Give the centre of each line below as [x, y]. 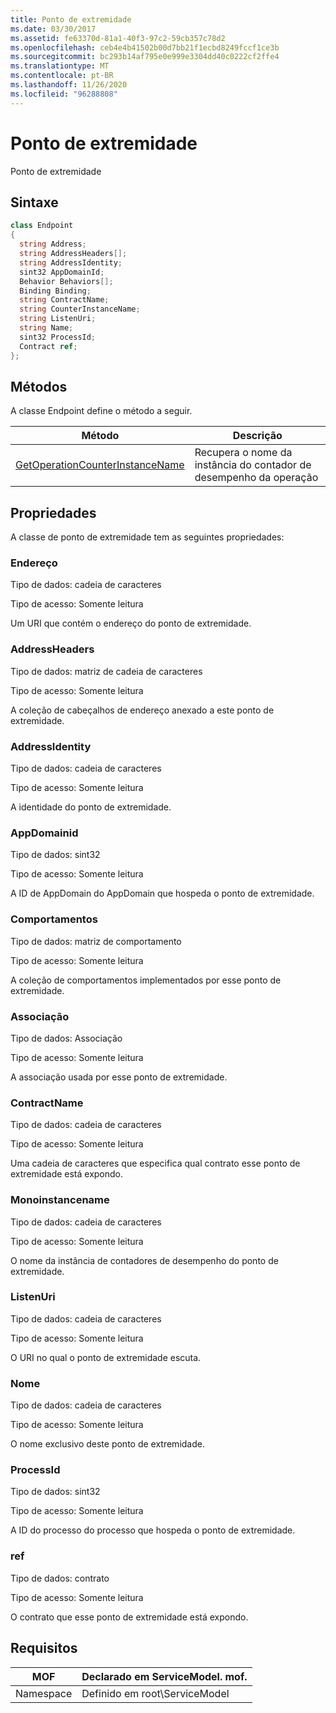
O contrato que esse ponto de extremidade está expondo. [129, 1617]
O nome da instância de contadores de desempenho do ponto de [144, 1260]
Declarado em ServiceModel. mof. [164, 1676]
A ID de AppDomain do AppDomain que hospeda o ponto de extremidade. [162, 893]
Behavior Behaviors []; [66, 281]
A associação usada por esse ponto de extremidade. [119, 1077]
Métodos [39, 386]
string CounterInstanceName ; [80, 309]
